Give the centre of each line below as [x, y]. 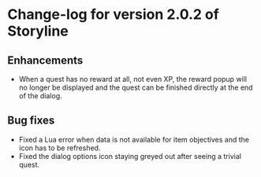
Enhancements [45, 60]
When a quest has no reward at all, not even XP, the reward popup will [133, 79]
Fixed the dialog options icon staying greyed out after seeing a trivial [130, 156]
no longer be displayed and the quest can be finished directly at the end [136, 87]
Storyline [38, 31]
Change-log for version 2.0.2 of [114, 15]
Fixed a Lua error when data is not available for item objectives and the [134, 139]
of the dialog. [40, 96]
